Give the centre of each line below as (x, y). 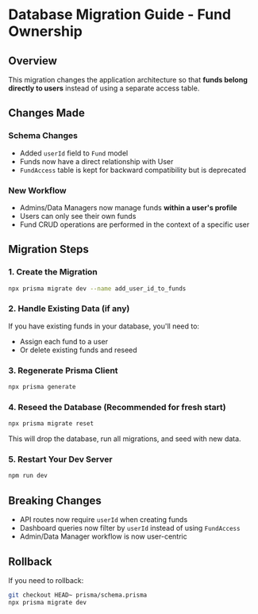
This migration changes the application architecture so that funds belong (128, 80)
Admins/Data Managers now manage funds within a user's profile (128, 207)
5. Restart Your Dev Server (60, 459)
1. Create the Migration (53, 272)
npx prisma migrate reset (51, 424)
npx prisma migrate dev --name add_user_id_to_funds (97, 288)
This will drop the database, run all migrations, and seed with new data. (125, 439)
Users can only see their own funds (78, 216)
